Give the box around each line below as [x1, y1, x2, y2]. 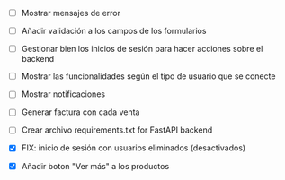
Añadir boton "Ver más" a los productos [21, 160, 170, 171]
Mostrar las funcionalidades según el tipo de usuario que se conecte [21, 71, 276, 81]
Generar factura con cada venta [21, 107, 140, 117]
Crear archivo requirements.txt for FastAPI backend [21, 124, 213, 135]
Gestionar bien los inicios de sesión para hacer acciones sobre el [21, 44, 263, 55]
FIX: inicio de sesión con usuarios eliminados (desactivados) [21, 142, 246, 153]
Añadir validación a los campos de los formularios [21, 26, 207, 37]
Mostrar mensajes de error [21, 8, 120, 18]
